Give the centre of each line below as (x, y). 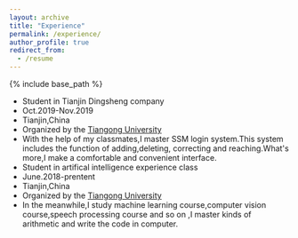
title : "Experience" (48, 26)
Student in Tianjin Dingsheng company (93, 101)
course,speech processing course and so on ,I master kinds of (137, 214)
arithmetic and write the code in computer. (100, 224)
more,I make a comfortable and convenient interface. (119, 158)
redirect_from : (37, 51)
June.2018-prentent (59, 177)
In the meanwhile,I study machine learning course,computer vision (144, 205)
